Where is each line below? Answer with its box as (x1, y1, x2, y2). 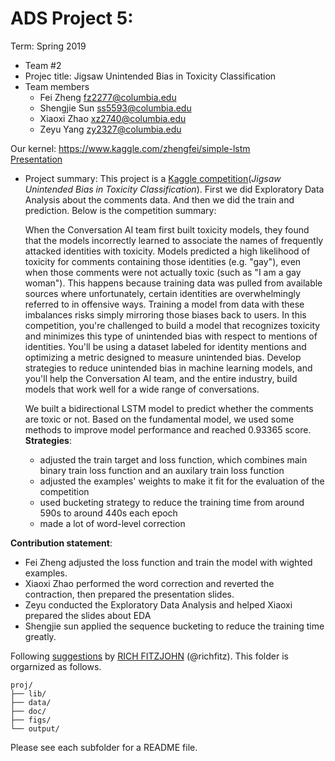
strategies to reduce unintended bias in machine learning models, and (24, 362, 313, 374)
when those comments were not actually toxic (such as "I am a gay (24, 266, 302, 278)
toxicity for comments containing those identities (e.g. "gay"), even (24, 255, 302, 267)
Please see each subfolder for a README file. (10, 741, 198, 753)
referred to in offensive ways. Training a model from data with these (24, 298, 305, 310)
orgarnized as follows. (10, 660, 102, 672)
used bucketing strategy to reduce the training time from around (39, 496, 305, 508)
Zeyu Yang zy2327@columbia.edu (39, 123, 182, 135)
